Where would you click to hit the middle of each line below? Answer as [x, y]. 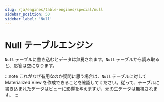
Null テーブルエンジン [49, 45]
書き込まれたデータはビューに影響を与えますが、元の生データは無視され [79, 89]
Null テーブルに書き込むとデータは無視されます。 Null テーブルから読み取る [82, 59]
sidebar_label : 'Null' [29, 19]
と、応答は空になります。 [31, 66]
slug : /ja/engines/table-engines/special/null [54, 10]
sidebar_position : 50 [28, 14]
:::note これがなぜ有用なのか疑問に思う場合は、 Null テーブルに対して [76, 76]
